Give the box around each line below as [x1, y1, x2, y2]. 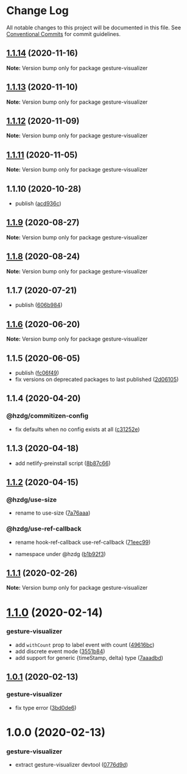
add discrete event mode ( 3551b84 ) [15, 648, 105, 655]
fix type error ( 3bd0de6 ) [15, 704, 77, 711]
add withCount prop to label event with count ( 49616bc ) [15, 641, 155, 648]
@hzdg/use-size [6, 495, 57, 504]
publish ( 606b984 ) [15, 302, 63, 309]
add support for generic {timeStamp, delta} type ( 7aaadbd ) [15, 654, 163, 661]
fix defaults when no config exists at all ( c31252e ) [15, 425, 140, 433]
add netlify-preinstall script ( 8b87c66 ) [15, 459, 111, 467]
